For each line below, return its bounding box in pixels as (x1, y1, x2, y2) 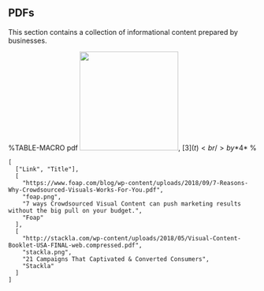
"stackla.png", (22, 248, 73, 256)
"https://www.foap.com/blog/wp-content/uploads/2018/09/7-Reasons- (22, 179, 248, 187)
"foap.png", (22, 193, 61, 201)
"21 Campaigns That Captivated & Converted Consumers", (22, 255, 210, 263)
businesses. (8, 36, 47, 45)
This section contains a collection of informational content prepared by (8, 27, 239, 36)
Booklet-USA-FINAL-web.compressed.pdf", (8, 241, 143, 249)
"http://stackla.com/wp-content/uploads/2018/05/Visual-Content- (22, 234, 242, 242)
